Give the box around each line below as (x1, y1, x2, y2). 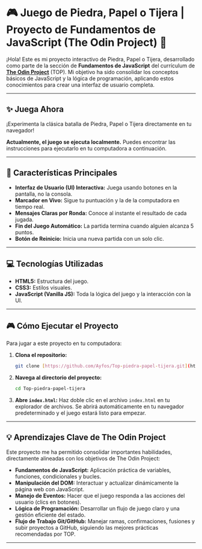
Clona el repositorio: (14, 352, 67, 359)
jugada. (14, 216, 34, 223)
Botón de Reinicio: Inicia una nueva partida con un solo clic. (14, 235, 164, 242)
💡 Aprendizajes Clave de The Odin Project (6, 432, 167, 442)
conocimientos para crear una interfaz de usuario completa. (6, 81, 155, 88)
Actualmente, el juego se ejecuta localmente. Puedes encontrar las (6, 138, 176, 146)
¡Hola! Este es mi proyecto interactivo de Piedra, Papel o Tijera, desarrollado (6, 55, 195, 63)
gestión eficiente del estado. (14, 511, 86, 518)
